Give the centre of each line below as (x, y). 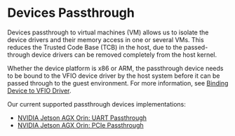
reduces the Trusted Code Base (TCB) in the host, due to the (95, 47)
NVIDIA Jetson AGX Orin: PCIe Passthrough (80, 125)
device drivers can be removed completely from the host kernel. (124, 55)
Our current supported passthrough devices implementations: (96, 104)
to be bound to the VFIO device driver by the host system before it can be (114, 76)
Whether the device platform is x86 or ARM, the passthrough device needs (115, 68)
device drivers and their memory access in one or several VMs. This (106, 39)
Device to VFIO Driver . (39, 90)
